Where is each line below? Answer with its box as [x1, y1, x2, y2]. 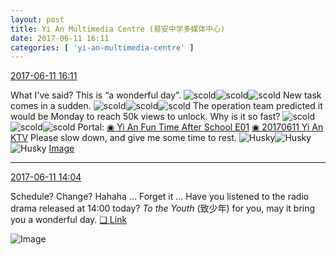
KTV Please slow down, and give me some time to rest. [10, 132, 237, 144]
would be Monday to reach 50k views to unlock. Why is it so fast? [10, 111, 281, 123]
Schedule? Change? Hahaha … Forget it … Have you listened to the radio [10, 191, 310, 203]
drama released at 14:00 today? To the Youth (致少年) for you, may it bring [10, 202, 316, 215]
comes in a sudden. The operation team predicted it [10, 100, 323, 112]
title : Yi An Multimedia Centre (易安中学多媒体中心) [10, 24, 226, 34]
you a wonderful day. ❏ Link [10, 214, 128, 226]
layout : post [10, 14, 65, 25]
